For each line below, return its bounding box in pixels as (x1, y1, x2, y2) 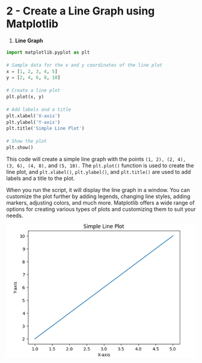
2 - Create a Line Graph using (6, 4, 155, 18)
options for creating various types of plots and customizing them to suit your (6, 205, 196, 213)
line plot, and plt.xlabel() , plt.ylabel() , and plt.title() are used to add (6, 168, 191, 175)
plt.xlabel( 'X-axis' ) (6, 113, 61, 119)
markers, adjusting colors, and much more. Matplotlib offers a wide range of (6, 199, 195, 206)
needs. (6, 212, 23, 219)
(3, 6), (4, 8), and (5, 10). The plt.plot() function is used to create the (6, 161, 194, 169)
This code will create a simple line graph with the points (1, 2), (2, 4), (6, 155, 186, 163)
